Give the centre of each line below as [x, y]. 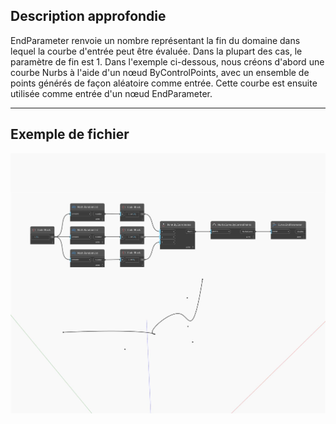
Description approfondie [88, 16]
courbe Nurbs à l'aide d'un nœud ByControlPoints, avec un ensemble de [160, 72]
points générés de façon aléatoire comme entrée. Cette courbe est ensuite [164, 83]
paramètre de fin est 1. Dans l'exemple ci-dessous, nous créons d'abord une [167, 61]
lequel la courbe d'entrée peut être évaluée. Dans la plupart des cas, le [156, 51]
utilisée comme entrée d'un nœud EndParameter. [111, 93]
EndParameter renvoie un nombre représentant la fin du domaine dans [155, 40]
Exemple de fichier [70, 134]
